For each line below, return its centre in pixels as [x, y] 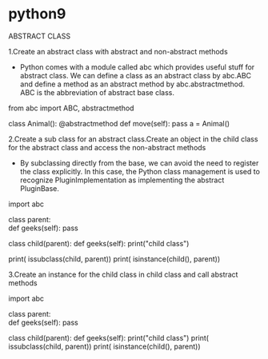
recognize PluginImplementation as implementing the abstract [122, 180]
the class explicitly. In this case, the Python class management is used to [140, 171]
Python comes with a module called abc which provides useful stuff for [137, 67]
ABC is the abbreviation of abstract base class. [97, 92]
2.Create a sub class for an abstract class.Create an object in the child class [133, 139]
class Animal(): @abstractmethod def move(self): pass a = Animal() [119, 123]
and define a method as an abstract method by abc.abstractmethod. [132, 84]
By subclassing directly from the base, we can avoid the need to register [139, 163]
